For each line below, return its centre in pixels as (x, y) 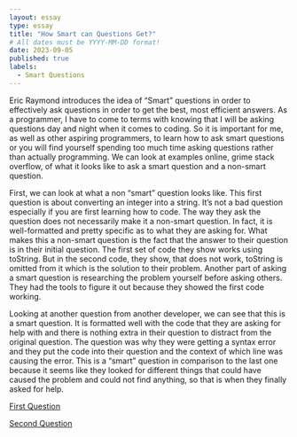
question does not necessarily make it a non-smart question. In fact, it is (141, 221)
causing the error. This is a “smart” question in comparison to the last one (144, 361)
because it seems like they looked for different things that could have (135, 370)
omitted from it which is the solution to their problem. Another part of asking (148, 268)
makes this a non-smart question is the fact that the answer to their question (148, 239)
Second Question (41, 423)
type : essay (31, 26)
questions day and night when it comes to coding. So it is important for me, (146, 129)
